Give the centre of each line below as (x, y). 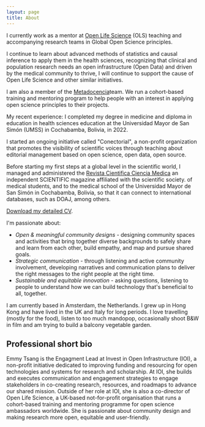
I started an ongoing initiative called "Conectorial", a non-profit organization (102, 141)
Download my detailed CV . (40, 211)
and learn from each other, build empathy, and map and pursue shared (104, 248)
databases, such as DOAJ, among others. (59, 199)
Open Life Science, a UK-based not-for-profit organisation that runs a (94, 398)
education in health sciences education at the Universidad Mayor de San (98, 123)
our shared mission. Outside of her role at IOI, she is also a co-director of (98, 391)
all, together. (31, 293)
